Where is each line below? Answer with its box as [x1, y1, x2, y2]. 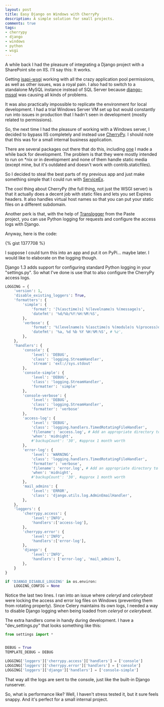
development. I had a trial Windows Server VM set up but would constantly [5, 106, 156, 112]
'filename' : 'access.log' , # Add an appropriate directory [31, 429, 154, 434]
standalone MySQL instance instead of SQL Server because [5, 86, 126, 92]
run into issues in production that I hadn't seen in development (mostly [5, 111, 147, 117]
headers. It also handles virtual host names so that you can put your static [5, 196, 154, 202]
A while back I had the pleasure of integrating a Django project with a [5, 62, 144, 67]
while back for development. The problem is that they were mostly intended [5, 151, 157, 157]
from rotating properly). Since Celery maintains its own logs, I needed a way [5, 603, 158, 609]
